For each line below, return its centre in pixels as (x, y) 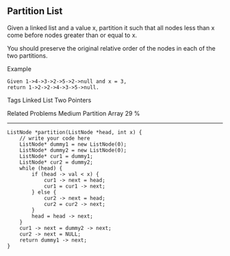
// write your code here (55, 138)
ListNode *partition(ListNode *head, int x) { (75, 132)
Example (20, 68)
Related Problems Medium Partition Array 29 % (74, 113)
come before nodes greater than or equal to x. (72, 35)
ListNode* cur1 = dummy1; (56, 156)
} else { (44, 192)
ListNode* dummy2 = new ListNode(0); (73, 150)
